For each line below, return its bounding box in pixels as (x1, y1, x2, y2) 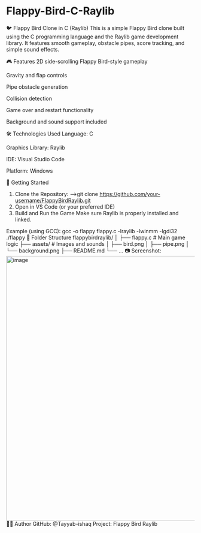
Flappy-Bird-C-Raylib (6, 4, 115, 18)
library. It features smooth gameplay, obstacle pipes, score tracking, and (6, 39, 185, 46)
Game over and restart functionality (6, 106, 94, 113)
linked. (14, 216, 32, 223)
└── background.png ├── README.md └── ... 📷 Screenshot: (6, 247, 162, 254)
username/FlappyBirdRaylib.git (14, 197, 91, 204)
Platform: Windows (6, 167, 53, 174)
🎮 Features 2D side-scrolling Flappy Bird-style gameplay (6, 58, 148, 65)
